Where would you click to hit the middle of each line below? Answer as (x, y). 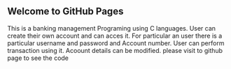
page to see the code (38, 58)
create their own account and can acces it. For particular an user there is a (115, 36)
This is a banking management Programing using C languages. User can (111, 28)
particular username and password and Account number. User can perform (116, 43)
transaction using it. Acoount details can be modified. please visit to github (115, 50)
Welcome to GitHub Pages (65, 11)
